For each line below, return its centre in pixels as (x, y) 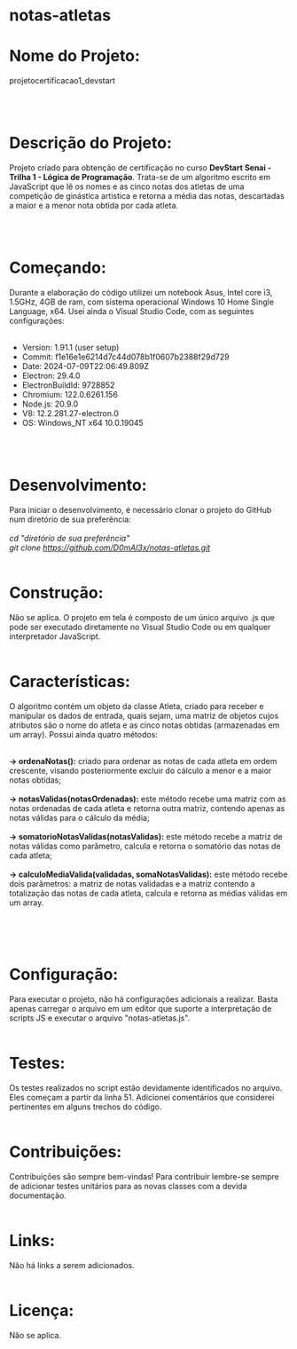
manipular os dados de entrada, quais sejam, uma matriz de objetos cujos (144, 715)
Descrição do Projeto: (91, 143)
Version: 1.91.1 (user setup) (70, 347)
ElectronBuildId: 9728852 (68, 385)
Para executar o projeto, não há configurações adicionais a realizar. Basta (144, 998)
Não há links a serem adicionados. (72, 1265)
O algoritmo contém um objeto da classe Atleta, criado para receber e (137, 706)
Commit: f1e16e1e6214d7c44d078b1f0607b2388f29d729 (125, 357)
